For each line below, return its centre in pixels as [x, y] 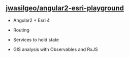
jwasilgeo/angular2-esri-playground [65, 8]
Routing [21, 30]
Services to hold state [36, 39]
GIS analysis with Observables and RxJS [55, 49]
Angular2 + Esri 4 [31, 20]
